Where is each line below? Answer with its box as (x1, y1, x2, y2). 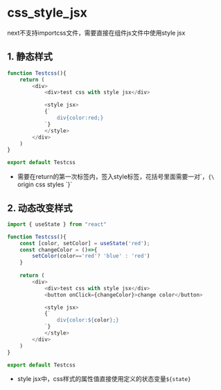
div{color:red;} (56, 114, 104, 121)
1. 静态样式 (7, 51, 53, 63)
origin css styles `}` (17, 180, 73, 188)
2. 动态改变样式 (7, 202, 73, 214)
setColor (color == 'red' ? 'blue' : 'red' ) (32, 253, 150, 260)
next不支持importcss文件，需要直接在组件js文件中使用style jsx (7, 28, 186, 37)
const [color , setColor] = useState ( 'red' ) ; (19, 240, 150, 247)
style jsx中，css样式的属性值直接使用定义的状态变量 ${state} (17, 375, 191, 383)
